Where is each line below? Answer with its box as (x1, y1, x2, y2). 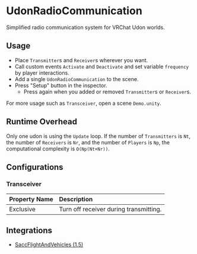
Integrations (6, 225, 52, 235)
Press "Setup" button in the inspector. (14, 82, 108, 89)
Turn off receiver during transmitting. (59, 205, 162, 214)
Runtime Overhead (6, 117, 77, 127)
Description (59, 195, 93, 204)
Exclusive (9, 205, 36, 214)
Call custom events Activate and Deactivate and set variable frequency (14, 63, 189, 70)
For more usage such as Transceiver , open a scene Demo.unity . (6, 99, 161, 107)
